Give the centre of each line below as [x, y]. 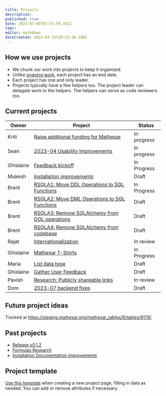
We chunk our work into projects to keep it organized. [67, 69]
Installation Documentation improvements [55, 355]
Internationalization [56, 241]
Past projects [26, 333]
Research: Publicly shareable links [73, 280]
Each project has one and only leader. [51, 80]
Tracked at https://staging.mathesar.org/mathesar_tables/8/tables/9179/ [78, 317]
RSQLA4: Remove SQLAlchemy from [76, 227]
